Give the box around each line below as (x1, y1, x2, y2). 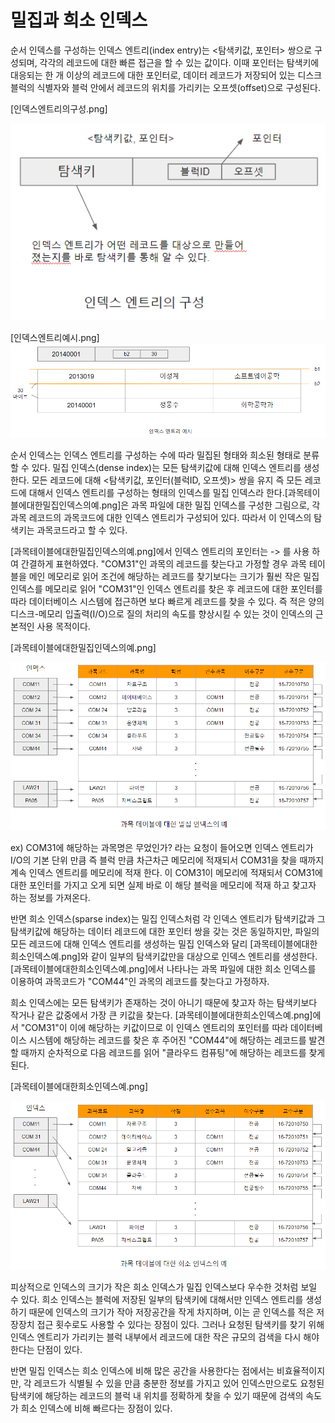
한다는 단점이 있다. (10, 1344, 83, 1356)
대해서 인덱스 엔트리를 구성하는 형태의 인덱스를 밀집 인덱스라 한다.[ (28, 487, 288, 499)
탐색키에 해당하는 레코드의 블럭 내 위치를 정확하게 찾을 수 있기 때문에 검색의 (10, 1390, 304, 1402)
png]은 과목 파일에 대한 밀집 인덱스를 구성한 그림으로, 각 (101, 499, 321, 511)
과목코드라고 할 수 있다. (36, 524, 128, 536)
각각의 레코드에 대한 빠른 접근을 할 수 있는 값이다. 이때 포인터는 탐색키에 (39, 56, 320, 68)
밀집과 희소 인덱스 (10, 9, 148, 32)
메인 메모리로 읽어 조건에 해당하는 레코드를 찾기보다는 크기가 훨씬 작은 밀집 (28, 571, 320, 583)
